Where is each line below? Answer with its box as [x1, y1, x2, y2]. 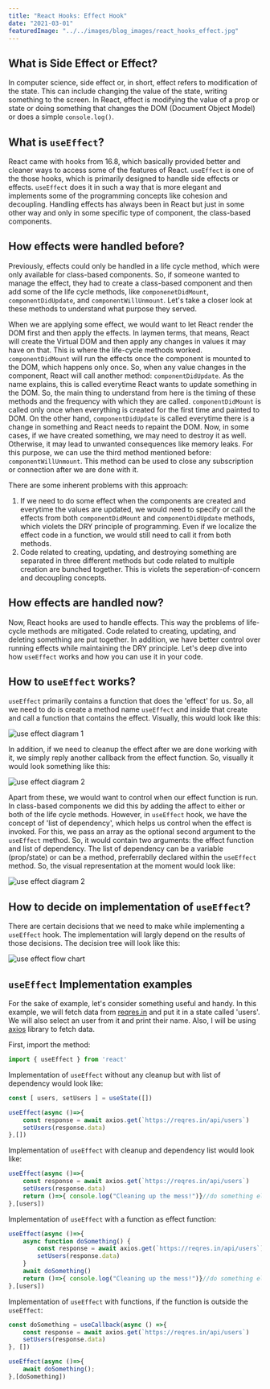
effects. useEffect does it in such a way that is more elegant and [8, 183, 222, 191]
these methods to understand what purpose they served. [8, 303, 197, 314]
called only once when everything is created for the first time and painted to [8, 405, 260, 414]
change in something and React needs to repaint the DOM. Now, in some [8, 421, 249, 431]
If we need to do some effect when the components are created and [19, 495, 247, 505]
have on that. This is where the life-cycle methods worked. [8, 345, 203, 355]
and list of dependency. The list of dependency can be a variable [8, 844, 223, 853]
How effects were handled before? [8, 240, 185, 253]
